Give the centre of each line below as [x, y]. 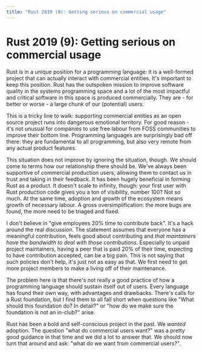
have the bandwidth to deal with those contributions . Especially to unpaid [98, 242]
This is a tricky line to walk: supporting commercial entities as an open [94, 115]
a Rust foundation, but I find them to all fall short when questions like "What [100, 299]
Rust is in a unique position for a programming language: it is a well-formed [100, 72]
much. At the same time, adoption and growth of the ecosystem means [95, 198]
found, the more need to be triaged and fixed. [63, 211]
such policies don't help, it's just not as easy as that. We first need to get [97, 262]
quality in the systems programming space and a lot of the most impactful [98, 91]
